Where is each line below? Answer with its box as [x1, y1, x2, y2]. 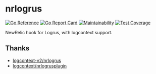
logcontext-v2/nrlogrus [12, 57, 62, 63]
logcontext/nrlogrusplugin [12, 62, 67, 68]
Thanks [5, 44, 30, 53]
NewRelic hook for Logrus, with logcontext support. [5, 29, 113, 35]
